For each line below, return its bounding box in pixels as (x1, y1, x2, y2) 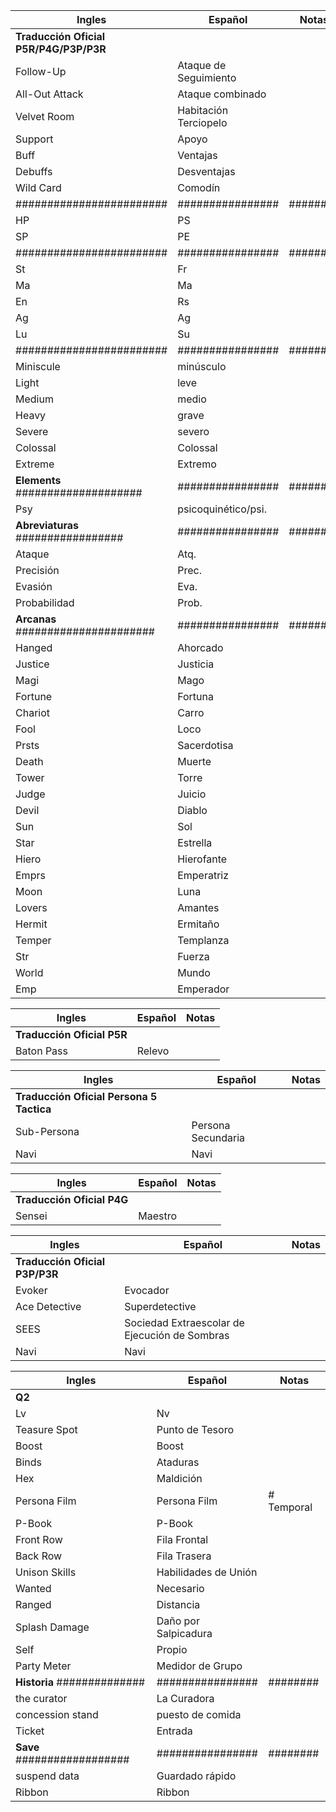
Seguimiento (177, 71, 237, 84)
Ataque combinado (177, 87, 267, 101)
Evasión (15, 580, 53, 593)
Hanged (15, 641, 53, 654)
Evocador (124, 1284, 170, 1297)
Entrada (156, 1724, 193, 1738)
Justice (15, 657, 50, 671)
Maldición (156, 1472, 203, 1485)
